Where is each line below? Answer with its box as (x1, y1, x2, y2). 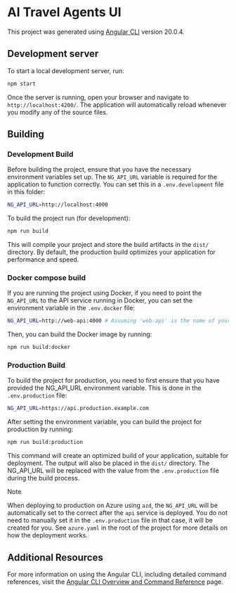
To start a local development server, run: (7, 66, 124, 75)
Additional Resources (7, 551, 103, 563)
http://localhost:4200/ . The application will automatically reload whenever (7, 100, 227, 109)
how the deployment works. (7, 531, 88, 540)
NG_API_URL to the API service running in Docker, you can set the (7, 296, 193, 305)
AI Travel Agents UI (7, 4, 122, 20)
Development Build (7, 149, 74, 159)
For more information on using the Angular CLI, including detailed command (7, 570, 227, 578)
